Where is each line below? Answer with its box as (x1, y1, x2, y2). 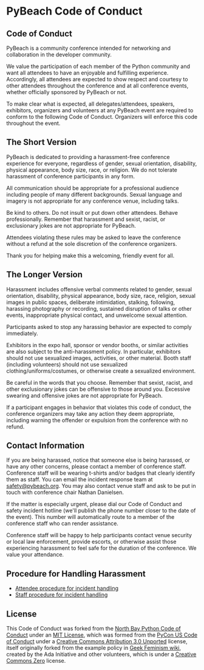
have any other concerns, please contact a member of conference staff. (6, 463, 186, 470)
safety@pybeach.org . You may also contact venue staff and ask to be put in (6, 482, 196, 490)
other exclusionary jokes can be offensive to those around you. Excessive (6, 385, 191, 393)
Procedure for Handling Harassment (6, 569, 146, 579)
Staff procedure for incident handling (15, 591, 108, 598)
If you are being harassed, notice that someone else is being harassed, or (6, 456, 190, 464)
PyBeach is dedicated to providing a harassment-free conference (6, 153, 170, 160)
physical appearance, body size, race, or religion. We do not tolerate (6, 166, 178, 174)
